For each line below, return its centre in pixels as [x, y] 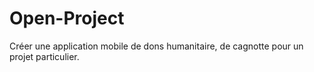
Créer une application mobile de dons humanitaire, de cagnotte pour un [156, 46]
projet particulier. [44, 56]
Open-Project [67, 18]
